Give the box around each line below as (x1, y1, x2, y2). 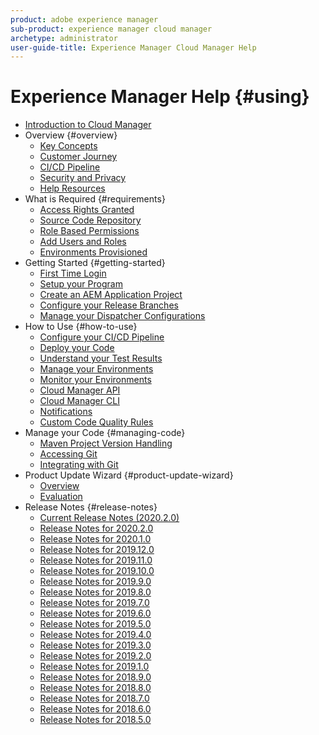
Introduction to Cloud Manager (24, 119, 152, 131)
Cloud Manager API (39, 384, 121, 396)
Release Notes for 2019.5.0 (39, 618, 152, 630)
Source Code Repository (39, 214, 142, 226)
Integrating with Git (39, 459, 119, 471)
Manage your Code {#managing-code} (24, 427, 186, 439)
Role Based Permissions (39, 225, 140, 237)
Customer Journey (39, 151, 118, 163)
